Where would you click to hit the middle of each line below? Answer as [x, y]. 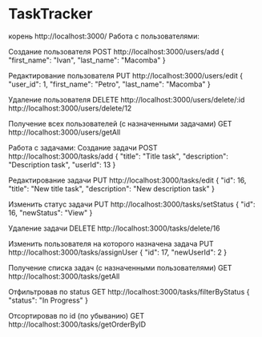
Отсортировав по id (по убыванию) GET [77, 315]
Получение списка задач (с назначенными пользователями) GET [120, 267]
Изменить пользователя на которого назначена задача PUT [111, 243]
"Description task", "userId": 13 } [62, 164]
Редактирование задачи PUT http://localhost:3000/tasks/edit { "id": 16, [127, 180]
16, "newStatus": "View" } [50, 212]
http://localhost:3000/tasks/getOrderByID [77, 324]
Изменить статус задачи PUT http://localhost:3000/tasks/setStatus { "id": [132, 204]
